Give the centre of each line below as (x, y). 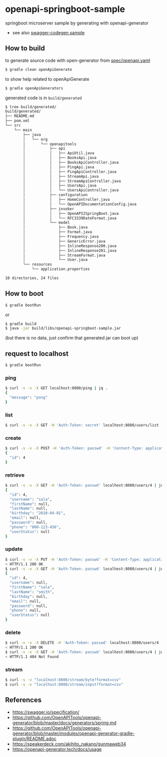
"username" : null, (29, 583)
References (23, 700)
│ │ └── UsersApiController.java (71, 190)
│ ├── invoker (49, 209)
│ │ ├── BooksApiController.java (71, 163)
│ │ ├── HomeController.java (67, 199)
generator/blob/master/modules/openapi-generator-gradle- (74, 733)
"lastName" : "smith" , (32, 592)
